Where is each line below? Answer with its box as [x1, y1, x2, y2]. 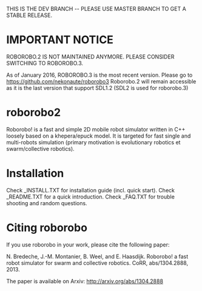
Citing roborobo [6, 221, 88, 234]
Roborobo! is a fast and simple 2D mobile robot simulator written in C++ [6, 125, 186, 133]
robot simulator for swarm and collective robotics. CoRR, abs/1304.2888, [6, 259, 189, 267]
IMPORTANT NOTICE [6, 33, 114, 47]
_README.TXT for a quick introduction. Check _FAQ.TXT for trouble [6, 193, 175, 200]
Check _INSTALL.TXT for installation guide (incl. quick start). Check [6, 186, 175, 194]
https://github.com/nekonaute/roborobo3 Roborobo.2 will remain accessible [6, 77, 197, 85]
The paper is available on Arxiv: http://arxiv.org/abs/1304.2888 [6, 277, 164, 285]
